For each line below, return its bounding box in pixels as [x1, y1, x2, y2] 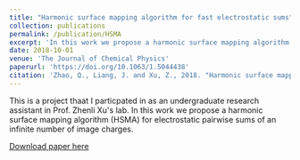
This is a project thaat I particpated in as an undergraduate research [9, 95, 260, 106]
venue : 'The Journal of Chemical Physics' [9, 54, 170, 63]
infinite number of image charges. [9, 124, 134, 134]
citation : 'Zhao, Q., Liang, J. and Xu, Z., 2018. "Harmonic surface [9, 71, 274, 80]
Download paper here [9, 140, 89, 151]
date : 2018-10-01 [9, 46, 74, 55]
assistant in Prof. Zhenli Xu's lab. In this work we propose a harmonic [9, 104, 263, 116]
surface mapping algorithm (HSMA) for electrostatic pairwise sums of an [9, 114, 277, 124]
